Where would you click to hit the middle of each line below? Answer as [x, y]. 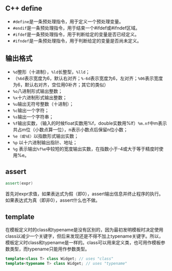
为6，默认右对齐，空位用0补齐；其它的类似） [61, 85]
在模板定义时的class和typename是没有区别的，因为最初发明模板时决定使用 [84, 230]
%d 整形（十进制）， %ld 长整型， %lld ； [51, 72]
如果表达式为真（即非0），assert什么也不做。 [53, 200]
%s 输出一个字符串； [33, 117]
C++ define [24, 8]
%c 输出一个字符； [31, 110]
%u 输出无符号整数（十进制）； [43, 104]
